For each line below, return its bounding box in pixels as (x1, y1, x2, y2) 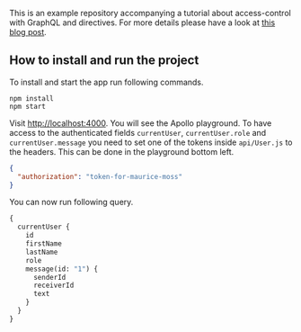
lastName (25, 247, 58, 256)
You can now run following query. (9, 197, 134, 208)
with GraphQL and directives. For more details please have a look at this (9, 17, 276, 28)
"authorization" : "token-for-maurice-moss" (17, 172, 182, 181)
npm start (9, 102, 47, 111)
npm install (9, 94, 54, 103)
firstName (25, 239, 63, 248)
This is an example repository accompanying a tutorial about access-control (9, 8, 292, 18)
